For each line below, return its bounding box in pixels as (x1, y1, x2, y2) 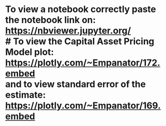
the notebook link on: (5, 14, 96, 26)
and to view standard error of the (5, 79, 146, 90)
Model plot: (5, 46, 54, 58)
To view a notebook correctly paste (5, 4, 156, 15)
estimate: (5, 89, 46, 101)
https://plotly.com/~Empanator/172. (5, 57, 160, 69)
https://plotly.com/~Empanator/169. (5, 100, 161, 111)
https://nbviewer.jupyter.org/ (5, 25, 131, 36)
